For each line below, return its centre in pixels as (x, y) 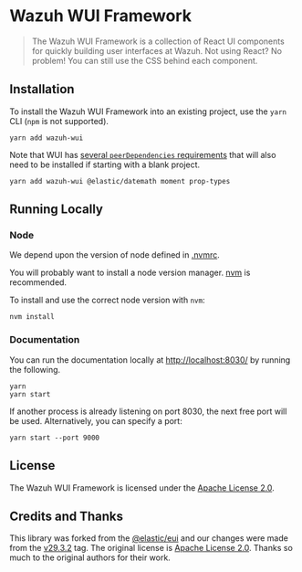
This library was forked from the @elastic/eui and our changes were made (149, 538)
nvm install (32, 317)
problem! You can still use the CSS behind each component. (145, 60)
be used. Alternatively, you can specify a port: (96, 420)
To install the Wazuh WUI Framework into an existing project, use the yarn (148, 111)
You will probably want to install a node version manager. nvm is (130, 273)
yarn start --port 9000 (55, 438)
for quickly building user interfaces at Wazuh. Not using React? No (157, 50)
